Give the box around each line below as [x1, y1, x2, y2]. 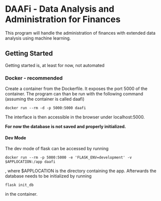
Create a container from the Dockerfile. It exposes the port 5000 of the [5, 86, 148, 91]
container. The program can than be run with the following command [5, 91, 143, 97]
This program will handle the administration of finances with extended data [5, 30, 156, 36]
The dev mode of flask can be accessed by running [5, 146, 109, 152]
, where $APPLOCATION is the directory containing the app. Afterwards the [5, 168, 157, 174]
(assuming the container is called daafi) [5, 96, 84, 102]
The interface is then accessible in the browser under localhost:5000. [5, 114, 145, 120]
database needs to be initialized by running [5, 173, 92, 179]
